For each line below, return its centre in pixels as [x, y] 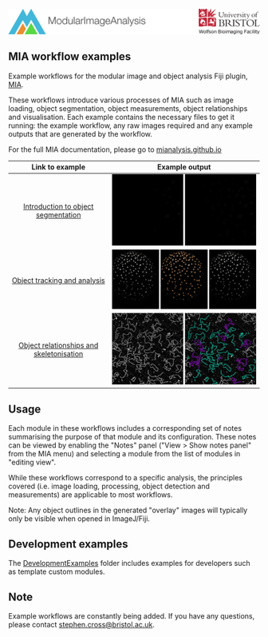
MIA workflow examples [70, 57]
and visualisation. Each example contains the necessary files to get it [122, 117]
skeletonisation [58, 354]
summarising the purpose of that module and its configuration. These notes [132, 437]
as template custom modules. [57, 571]
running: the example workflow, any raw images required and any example [130, 125]
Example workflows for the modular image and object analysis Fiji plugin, [128, 76]
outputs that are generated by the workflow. [81, 133]
